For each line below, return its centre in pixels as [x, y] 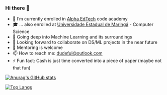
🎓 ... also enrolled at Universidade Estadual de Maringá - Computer [83, 24]
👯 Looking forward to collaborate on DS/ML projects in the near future [85, 42]
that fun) [21, 68]
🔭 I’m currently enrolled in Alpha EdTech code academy [70, 19]
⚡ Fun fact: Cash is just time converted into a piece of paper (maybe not [87, 61]
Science [21, 31]
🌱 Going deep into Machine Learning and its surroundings [72, 37]
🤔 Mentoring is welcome [37, 47]
